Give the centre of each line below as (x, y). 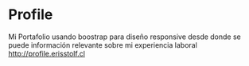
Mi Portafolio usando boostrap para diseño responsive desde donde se (124, 37)
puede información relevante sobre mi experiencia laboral (103, 45)
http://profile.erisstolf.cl (47, 53)
